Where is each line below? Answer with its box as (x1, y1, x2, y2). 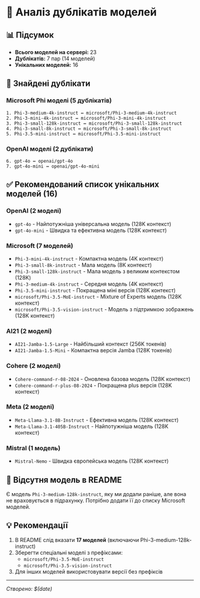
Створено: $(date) (6, 585, 52, 592)
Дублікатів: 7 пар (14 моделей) (14, 55, 95, 62)
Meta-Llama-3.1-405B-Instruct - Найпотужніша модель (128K (14, 423, 168, 430)
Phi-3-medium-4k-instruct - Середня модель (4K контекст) (14, 280, 164, 287)
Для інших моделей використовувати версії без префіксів (14, 568, 163, 575)
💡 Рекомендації (6, 520, 68, 531)
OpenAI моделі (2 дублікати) (6, 144, 93, 153)
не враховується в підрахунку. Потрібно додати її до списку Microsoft (6, 497, 186, 504)
